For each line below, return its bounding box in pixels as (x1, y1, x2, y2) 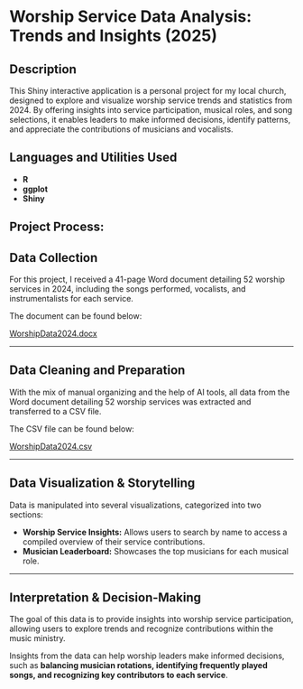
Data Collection (9, 250, 98, 265)
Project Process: (9, 219, 105, 235)
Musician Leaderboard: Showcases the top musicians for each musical (22, 545, 289, 556)
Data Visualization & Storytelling (9, 476, 196, 491)
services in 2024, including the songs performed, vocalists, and (9, 284, 246, 294)
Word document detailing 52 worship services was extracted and (9, 396, 252, 407)
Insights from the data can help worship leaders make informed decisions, (9, 650, 285, 661)
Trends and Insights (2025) (9, 25, 218, 46)
